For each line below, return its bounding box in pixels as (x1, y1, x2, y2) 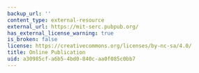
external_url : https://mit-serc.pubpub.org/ (7, 23, 139, 30)
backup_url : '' (7, 10, 52, 17)
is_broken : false (7, 36, 58, 43)
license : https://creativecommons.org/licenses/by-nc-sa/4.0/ (7, 42, 192, 49)
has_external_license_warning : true (7, 29, 114, 37)
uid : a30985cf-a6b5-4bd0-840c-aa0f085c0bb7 (7, 56, 136, 63)
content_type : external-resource (7, 17, 105, 24)
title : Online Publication (7, 49, 86, 56)
